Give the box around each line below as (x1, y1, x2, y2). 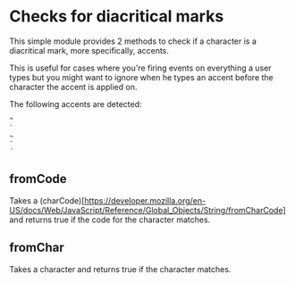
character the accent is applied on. (9, 81, 138, 92)
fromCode (9, 171, 67, 187)
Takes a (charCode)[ (9, 195, 85, 206)
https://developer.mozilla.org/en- (84, 195, 206, 206)
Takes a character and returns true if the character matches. (9, 263, 232, 274)
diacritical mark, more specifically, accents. (9, 45, 170, 55)
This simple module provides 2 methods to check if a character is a (9, 36, 257, 46)
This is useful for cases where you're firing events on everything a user (9, 62, 272, 73)
